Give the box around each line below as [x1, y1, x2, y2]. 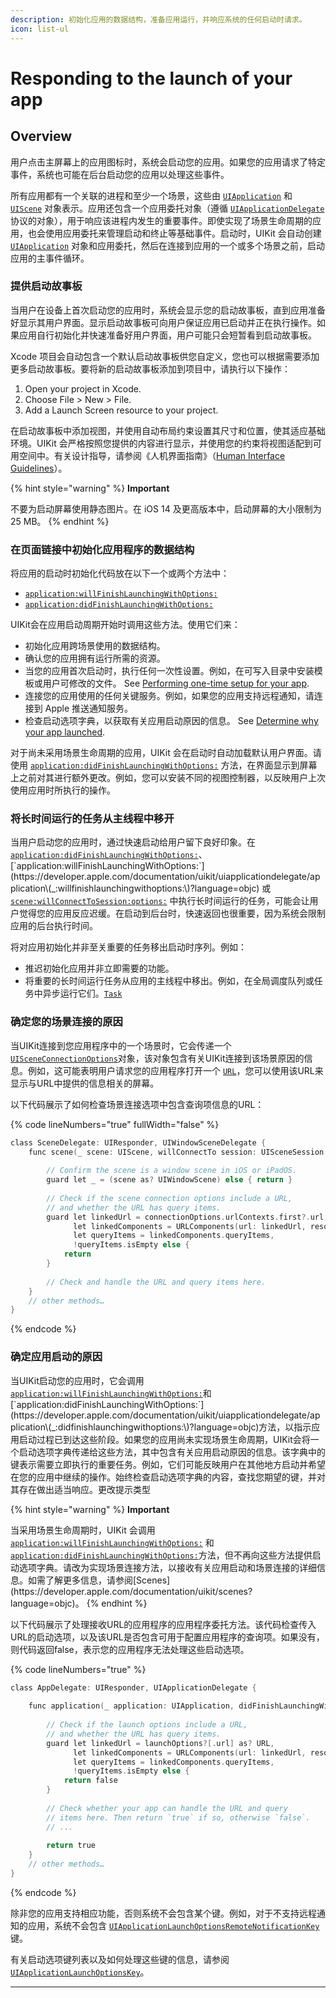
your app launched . [24, 726, 106, 738]
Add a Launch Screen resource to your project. [24, 404, 219, 416]
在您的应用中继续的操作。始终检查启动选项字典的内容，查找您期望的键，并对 [10, 1471, 326, 1483]
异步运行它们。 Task [42, 987, 123, 1000]
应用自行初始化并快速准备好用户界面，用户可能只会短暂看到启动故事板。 [18, 329, 317, 341]
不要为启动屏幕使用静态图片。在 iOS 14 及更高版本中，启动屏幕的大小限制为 [10, 502, 322, 515]
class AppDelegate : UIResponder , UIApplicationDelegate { [10, 1682, 257, 1693]
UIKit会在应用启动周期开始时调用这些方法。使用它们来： [10, 619, 241, 631]
